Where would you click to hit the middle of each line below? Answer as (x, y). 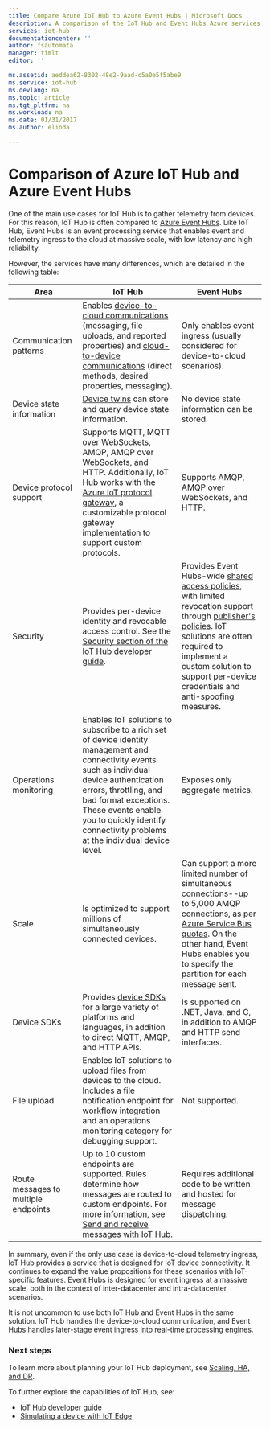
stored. (195, 419)
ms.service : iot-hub (43, 82)
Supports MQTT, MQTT (127, 432)
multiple (27, 1199)
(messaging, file (112, 325)
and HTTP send (211, 1032)
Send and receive (115, 1224)
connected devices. (119, 938)
